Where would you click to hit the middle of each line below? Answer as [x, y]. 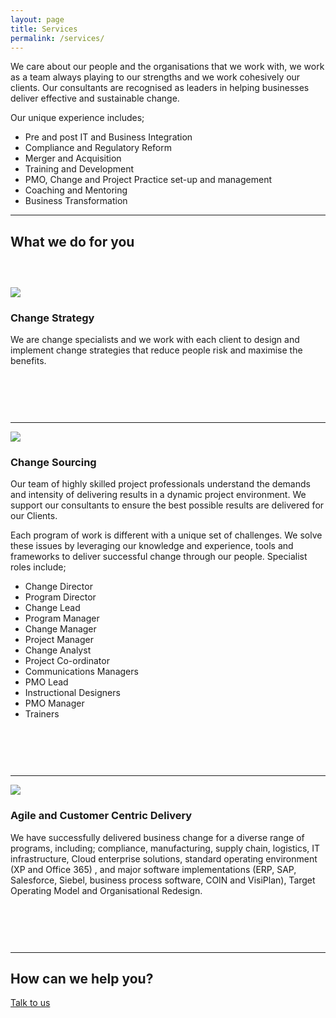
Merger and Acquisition [73, 158]
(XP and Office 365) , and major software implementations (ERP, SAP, [153, 869]
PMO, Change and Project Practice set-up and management [148, 180]
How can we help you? [82, 979]
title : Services [44, 29]
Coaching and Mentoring [76, 190]
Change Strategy [52, 318]
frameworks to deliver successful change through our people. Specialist [159, 557]
